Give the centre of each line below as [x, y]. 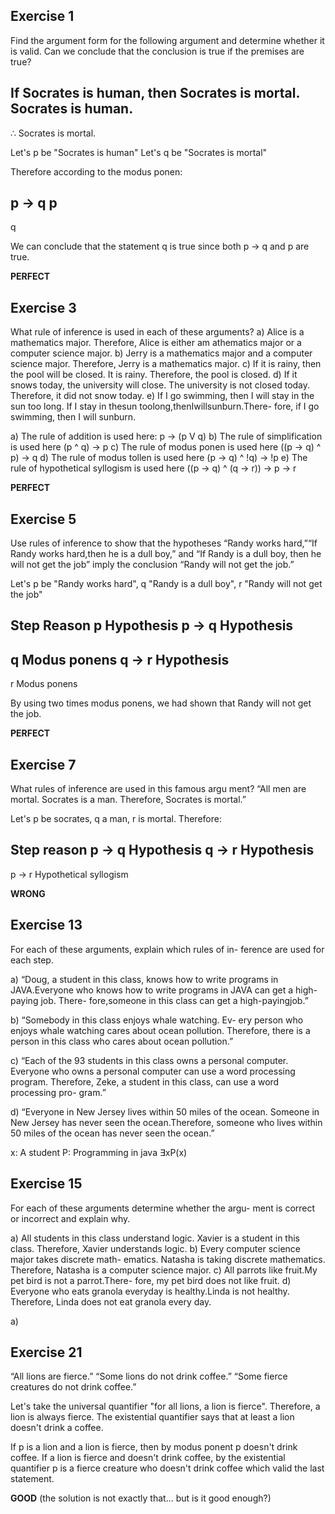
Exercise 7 [43, 764]
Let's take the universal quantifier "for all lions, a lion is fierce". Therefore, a [165, 1406]
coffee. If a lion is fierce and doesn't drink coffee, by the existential [148, 1458]
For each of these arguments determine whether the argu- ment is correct [163, 1208]
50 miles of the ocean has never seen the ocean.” [112, 1133]
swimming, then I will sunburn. [73, 417]
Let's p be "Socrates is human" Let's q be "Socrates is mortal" [139, 152]
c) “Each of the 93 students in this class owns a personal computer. [149, 1060]
